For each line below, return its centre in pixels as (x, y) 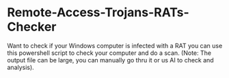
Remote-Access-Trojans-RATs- (98, 13)
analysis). (21, 67)
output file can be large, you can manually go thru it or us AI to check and (110, 60)
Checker (32, 27)
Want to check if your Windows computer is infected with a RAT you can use (115, 45)
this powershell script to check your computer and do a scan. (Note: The (109, 53)
